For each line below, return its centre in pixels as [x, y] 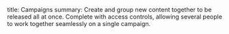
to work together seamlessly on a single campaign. [79, 24]
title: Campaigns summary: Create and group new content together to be [109, 10]
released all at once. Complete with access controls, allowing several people [115, 17]
